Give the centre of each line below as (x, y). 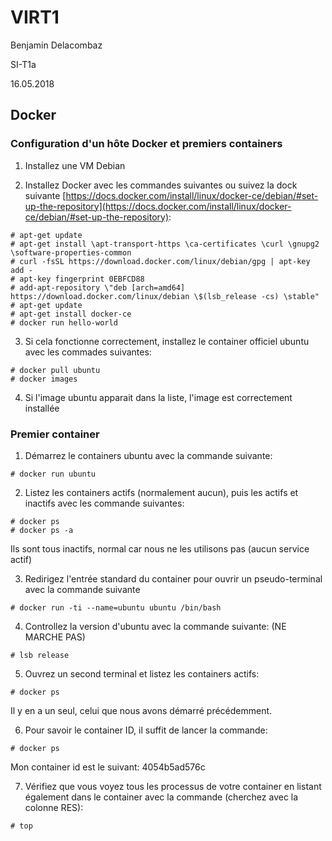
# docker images (44, 379)
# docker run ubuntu (53, 474)
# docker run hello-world (64, 322)
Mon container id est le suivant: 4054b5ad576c (108, 767)
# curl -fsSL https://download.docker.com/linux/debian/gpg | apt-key (160, 261)
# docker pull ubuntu (55, 370)
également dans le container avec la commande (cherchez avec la (161, 797)
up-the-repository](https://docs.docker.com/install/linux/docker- (158, 206)
